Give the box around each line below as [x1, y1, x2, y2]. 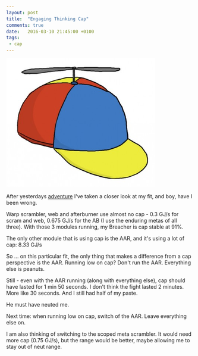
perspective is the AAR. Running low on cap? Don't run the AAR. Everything [6, 259, 191, 266]
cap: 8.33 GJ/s [6, 241, 42, 248]
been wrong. [6, 199, 37, 206]
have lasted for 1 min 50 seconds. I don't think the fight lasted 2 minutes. [6, 283, 184, 290]
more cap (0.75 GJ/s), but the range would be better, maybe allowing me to [6, 337, 190, 343]
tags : [6, 35, 20, 41]
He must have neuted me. [6, 301, 70, 308]
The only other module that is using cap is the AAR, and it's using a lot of [6, 235, 185, 242]
